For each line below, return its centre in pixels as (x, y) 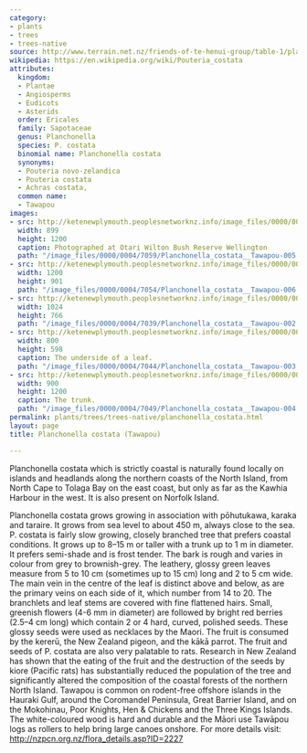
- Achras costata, (53, 188)
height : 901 (41, 281)
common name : (42, 196)
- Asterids (38, 111)
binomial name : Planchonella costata (90, 154)
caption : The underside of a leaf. (85, 357)
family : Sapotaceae (55, 129)
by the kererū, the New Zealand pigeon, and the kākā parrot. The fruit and (148, 642)
